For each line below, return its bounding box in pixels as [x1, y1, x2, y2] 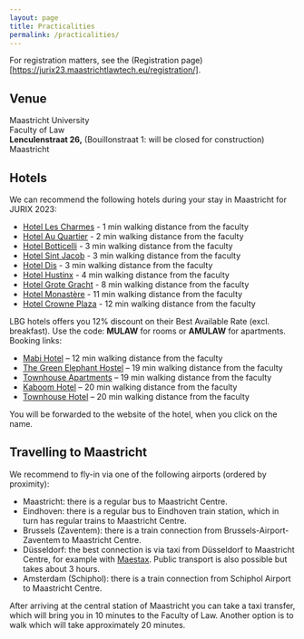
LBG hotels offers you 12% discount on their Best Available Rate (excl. [9, 316, 270, 326]
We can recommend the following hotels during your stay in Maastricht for [9, 194, 288, 205]
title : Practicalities [9, 22, 95, 31]
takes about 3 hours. [22, 563, 101, 574]
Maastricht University [9, 115, 90, 126]
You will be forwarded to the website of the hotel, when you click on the [9, 409, 278, 420]
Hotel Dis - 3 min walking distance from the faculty [22, 260, 213, 270]
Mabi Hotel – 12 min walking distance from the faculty [22, 353, 223, 363]
